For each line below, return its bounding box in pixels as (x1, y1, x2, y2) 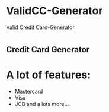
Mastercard (14, 88, 43, 95)
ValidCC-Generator (6, 4, 103, 18)
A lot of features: (6, 68, 91, 82)
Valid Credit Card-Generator (6, 24, 75, 31)
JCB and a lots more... (14, 101, 69, 108)
